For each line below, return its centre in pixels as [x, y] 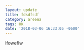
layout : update [21, 10]
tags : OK [14, 24]
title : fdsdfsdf [22, 15]
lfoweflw [14, 43]
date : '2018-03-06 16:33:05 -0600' [43, 29]
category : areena [23, 19]
